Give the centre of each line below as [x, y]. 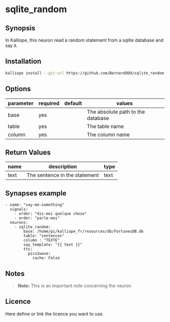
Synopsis [20, 28]
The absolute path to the [116, 111]
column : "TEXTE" [41, 240]
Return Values [28, 152]
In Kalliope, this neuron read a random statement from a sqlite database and [84, 40]
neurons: [19, 223]
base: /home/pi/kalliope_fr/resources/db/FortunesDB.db [83, 231]
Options [18, 89]
